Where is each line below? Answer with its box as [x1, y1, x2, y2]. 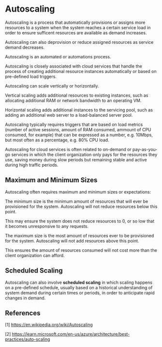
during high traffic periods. [5, 162, 59, 168]
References [5, 309, 41, 317]
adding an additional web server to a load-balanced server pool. [5, 112, 133, 118]
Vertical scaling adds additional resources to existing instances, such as [5, 92, 148, 98]
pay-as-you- [132, 146, 158, 152]
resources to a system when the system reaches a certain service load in [5, 24, 151, 30]
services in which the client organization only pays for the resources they [11, 152, 158, 157]
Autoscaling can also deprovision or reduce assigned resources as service [5, 39, 154, 45]
